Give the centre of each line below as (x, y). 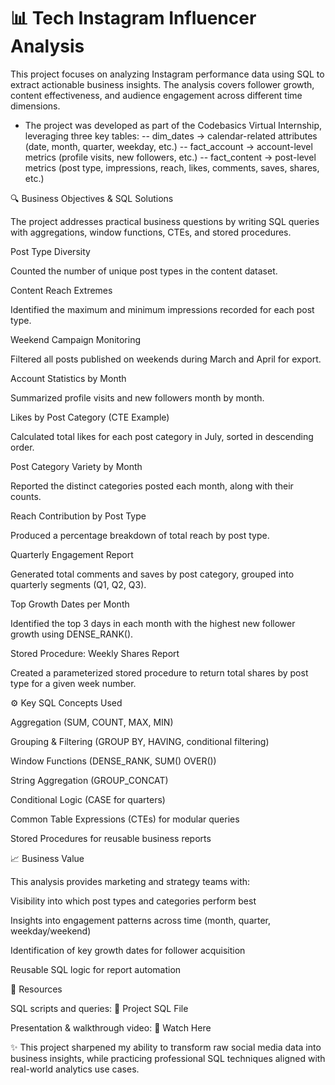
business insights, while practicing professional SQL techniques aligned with (168, 1058)
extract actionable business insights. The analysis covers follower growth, (162, 84)
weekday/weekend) (51, 931)
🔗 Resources (36, 989)
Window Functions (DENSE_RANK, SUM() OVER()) (113, 761)
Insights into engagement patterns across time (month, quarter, (141, 920)
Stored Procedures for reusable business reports (111, 838)
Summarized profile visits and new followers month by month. (137, 397)
